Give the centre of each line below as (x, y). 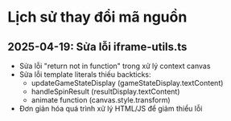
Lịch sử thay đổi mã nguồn (97, 17)
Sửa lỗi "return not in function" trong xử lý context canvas (115, 66)
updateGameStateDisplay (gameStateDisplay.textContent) (127, 83)
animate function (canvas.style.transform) (101, 100)
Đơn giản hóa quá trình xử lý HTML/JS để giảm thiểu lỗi (111, 109)
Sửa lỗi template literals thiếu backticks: (85, 75)
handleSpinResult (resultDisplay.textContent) (105, 91)
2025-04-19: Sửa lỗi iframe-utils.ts (97, 47)
